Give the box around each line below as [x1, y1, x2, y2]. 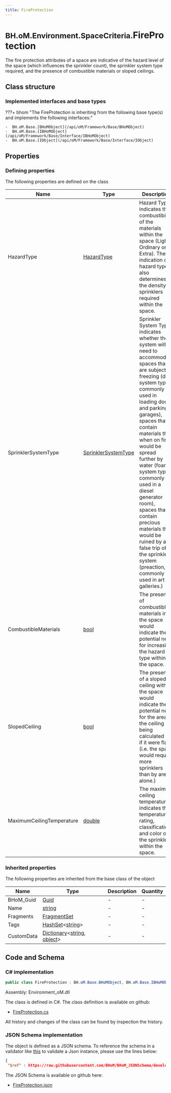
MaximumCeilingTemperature [8, 817, 78, 824]
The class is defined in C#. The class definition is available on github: [5, 999, 150, 1005]
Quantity [141, 888, 163, 895]
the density [139, 282, 166, 289]
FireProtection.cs [12, 1009, 49, 1015]
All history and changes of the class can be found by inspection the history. [5, 1018, 164, 1025]
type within [139, 654, 166, 661]
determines [139, 275, 166, 282]
